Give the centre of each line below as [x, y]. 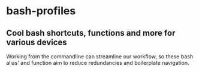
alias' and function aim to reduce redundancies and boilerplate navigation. [98, 63]
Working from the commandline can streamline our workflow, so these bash [100, 57]
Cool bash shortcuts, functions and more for [91, 33]
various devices [37, 42]
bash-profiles [41, 11]
